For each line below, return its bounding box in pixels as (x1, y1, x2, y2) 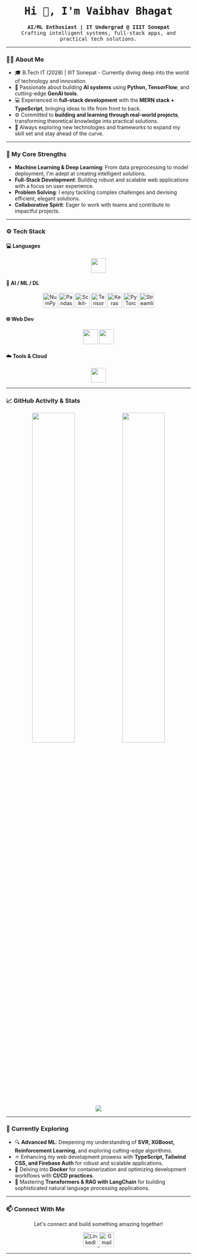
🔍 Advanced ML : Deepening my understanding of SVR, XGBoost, (14, 1138, 175, 1145)
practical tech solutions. (59, 35, 138, 42)
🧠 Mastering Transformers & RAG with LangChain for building (14, 1178, 165, 1185)
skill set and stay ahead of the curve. (14, 130, 104, 137)
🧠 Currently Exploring (6, 1125, 69, 1133)
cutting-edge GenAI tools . (14, 90, 79, 97)
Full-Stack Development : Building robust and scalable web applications (14, 176, 189, 183)
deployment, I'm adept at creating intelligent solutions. (14, 170, 147, 177)
